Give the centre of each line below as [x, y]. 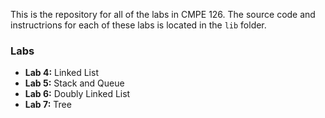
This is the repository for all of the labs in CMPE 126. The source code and [163, 14]
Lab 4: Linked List [61, 73]
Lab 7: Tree [48, 105]
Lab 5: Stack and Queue [74, 83]
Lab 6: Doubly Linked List [77, 94]
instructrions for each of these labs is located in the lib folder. [138, 25]
